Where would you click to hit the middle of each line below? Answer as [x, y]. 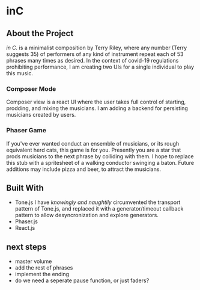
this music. [20, 73]
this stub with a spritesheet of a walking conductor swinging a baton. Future [100, 162]
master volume [33, 261]
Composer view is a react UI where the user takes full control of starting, [96, 102]
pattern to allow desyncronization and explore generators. [87, 215]
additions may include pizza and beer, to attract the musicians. [83, 169]
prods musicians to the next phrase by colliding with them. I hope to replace [100, 156]
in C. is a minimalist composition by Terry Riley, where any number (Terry [97, 48]
